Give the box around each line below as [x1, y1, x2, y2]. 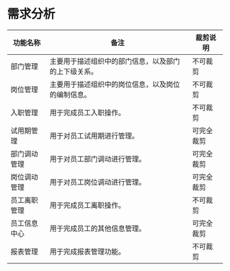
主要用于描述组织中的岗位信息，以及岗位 [49, 80, 180, 89]
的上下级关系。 [49, 67, 98, 76]
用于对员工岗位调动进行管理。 [49, 177, 146, 187]
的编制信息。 [49, 90, 91, 99]
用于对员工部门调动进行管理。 [49, 154, 146, 163]
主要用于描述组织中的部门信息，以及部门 [49, 56, 180, 66]
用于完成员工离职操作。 [49, 200, 125, 210]
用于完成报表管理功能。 [49, 246, 125, 256]
